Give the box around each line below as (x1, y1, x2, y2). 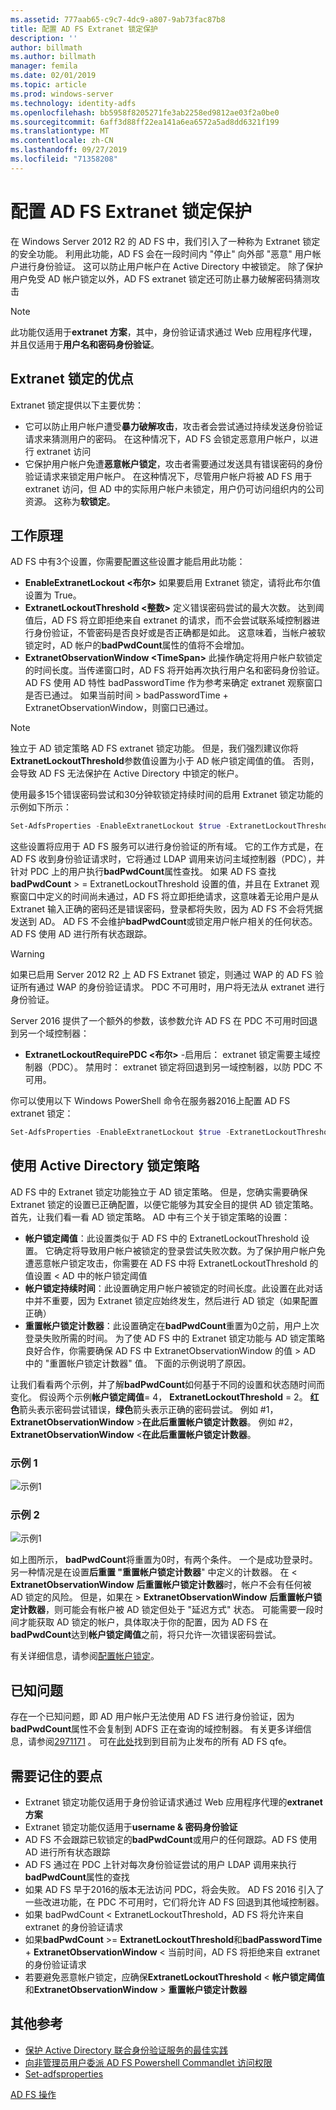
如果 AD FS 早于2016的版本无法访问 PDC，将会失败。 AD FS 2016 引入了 (24, 1884, 325, 1896)
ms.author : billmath (10, 52, 97, 62)
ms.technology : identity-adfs (10, 98, 137, 108)
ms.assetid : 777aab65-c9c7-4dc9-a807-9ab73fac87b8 (10, 14, 226, 25)
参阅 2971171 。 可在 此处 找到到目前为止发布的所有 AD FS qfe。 (36, 1736, 293, 1748)
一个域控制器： (27, 1027, 90, 1040)
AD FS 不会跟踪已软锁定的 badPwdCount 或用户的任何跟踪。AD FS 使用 (24, 1834, 318, 1846)
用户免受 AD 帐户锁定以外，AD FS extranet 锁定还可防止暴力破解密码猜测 (10, 272, 312, 285)
